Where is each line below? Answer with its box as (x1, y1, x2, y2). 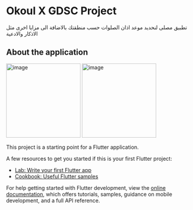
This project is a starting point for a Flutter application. (6, 144, 139, 151)
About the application (6, 47, 88, 58)
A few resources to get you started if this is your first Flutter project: (6, 155, 172, 162)
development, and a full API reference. (6, 197, 100, 204)
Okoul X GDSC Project (6, 4, 117, 18)
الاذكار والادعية (6, 30, 38, 37)
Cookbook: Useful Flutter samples (14, 173, 99, 180)
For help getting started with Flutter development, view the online (6, 184, 166, 191)
